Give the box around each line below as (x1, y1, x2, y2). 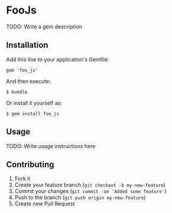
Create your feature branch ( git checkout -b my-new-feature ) (14, 181, 166, 189)
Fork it (14, 175, 31, 182)
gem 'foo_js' (6, 67, 38, 73)
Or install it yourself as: (6, 99, 62, 106)
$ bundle (6, 89, 28, 95)
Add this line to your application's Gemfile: (6, 55, 109, 63)
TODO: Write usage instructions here (6, 142, 96, 149)
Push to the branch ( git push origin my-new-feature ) (14, 194, 146, 201)
